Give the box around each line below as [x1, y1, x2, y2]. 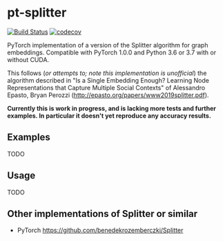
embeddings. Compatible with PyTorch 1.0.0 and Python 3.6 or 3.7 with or [7, 48, 216, 56]
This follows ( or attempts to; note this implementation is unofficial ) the [7, 69, 207, 77]
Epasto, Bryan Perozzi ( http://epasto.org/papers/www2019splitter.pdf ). [7, 91, 209, 99]
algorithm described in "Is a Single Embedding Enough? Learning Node [7, 76, 209, 84]
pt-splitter [7, 5, 67, 21]
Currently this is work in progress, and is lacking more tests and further [7, 104, 216, 112]
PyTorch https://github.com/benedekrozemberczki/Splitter [17, 226, 184, 235]
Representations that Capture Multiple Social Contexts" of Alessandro [7, 83, 206, 92]
